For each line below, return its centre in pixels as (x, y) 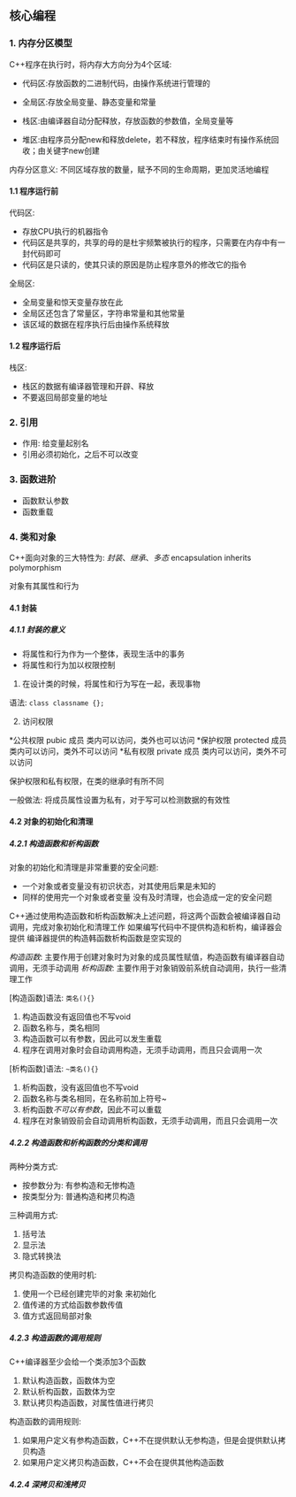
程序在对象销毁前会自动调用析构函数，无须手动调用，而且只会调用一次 (150, 1121)
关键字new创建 (72, 150)
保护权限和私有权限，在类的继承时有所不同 (87, 780)
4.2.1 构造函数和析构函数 (54, 843)
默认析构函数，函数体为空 (68, 1392)
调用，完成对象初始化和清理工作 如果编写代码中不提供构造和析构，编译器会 (146, 927)
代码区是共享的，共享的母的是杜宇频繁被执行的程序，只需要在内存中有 (150, 242)
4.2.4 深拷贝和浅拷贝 (47, 1484)
